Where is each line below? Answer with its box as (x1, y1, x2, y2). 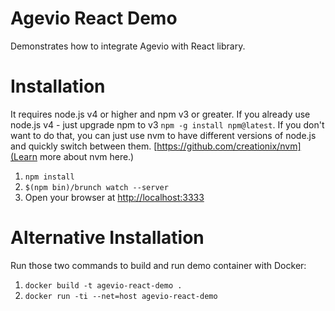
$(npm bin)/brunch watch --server (24, 182, 169, 192)
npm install (24, 172, 75, 182)
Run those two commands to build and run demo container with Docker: (10, 259, 307, 271)
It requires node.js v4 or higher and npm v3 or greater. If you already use (10, 108, 311, 120)
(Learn (10, 150, 38, 162)
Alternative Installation (10, 227, 205, 249)
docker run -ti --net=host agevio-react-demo (24, 291, 218, 301)
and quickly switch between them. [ (10, 140, 158, 152)
